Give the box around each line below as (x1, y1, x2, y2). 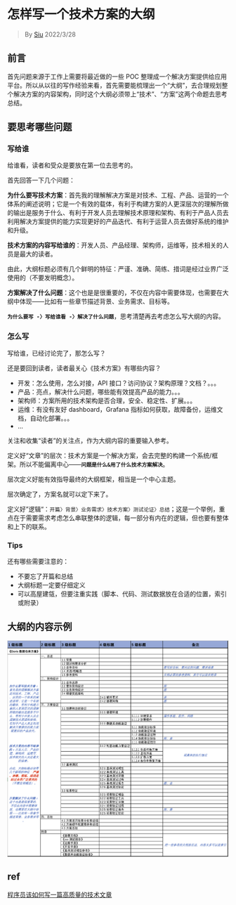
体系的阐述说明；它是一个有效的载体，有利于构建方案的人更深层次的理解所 (7, 200, 223, 208)
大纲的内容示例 (7, 621, 72, 633)
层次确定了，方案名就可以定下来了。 (7, 490, 112, 498)
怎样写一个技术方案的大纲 (7, 6, 156, 22)
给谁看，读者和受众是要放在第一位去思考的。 (7, 161, 137, 169)
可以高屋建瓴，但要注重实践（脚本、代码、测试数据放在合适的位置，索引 (17, 590, 227, 598)
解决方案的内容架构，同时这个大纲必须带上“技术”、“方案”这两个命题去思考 (13, 89, 228, 98)
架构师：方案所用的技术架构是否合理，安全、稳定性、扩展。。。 (17, 396, 197, 405)
